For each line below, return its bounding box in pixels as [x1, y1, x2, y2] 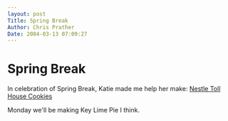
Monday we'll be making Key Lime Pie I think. [7, 106, 140, 115]
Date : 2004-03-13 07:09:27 [7, 30, 88, 38]
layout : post [7, 10, 46, 18]
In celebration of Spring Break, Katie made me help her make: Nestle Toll [7, 85, 221, 93]
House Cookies [7, 92, 53, 100]
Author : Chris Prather [7, 23, 75, 31]
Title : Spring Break [7, 17, 69, 24]
